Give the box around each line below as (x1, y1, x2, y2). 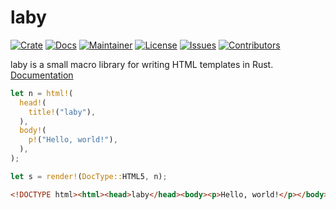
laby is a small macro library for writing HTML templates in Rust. (10, 58, 274, 70)
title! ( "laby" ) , (28, 107, 97, 117)
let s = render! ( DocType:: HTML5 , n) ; (10, 171, 168, 181)
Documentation (10, 69, 74, 81)
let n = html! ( (10, 88, 74, 98)
